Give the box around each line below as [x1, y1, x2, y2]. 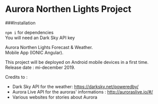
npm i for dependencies [5, 29, 53, 35]
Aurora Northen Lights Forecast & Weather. [5, 44, 93, 50]
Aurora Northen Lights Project [5, 3, 132, 15]
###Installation [5, 20, 36, 26]
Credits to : [5, 74, 28, 80]
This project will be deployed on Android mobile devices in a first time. [5, 59, 149, 65]
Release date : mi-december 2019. [5, 64, 75, 70]
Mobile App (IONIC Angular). [5, 50, 63, 55]
